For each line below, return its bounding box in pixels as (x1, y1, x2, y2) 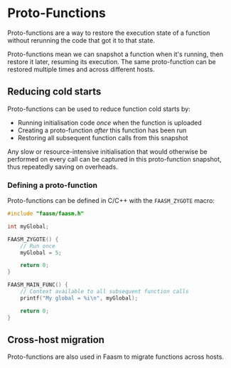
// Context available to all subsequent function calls (20, 288, 190, 295)
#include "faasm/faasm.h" (7, 210, 84, 218)
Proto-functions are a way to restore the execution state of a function (7, 28, 210, 37)
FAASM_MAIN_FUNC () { (7, 281, 69, 289)
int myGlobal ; (7, 223, 50, 230)
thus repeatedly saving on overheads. (7, 162, 119, 171)
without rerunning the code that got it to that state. (7, 36, 155, 44)
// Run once (20, 242, 55, 250)
